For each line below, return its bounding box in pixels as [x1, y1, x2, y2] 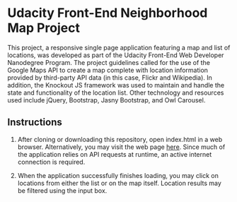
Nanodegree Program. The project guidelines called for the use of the [7, 58, 211, 66]
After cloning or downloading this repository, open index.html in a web [17, 135, 223, 143]
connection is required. [17, 158, 86, 166]
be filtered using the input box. [17, 186, 108, 195]
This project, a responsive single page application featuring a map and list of [7, 43, 231, 52]
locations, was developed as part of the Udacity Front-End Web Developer [7, 51, 224, 59]
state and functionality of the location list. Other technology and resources [7, 88, 224, 97]
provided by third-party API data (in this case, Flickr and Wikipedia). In [7, 73, 212, 82]
